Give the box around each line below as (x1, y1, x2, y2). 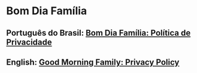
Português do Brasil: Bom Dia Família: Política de (6, 28, 191, 38)
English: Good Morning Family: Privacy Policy (6, 57, 180, 67)
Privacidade (6, 37, 52, 47)
